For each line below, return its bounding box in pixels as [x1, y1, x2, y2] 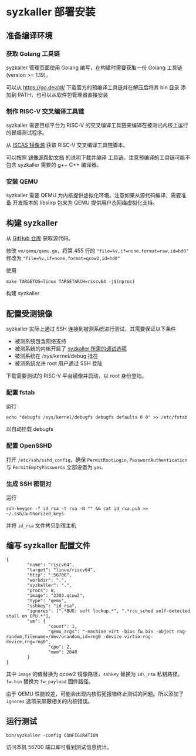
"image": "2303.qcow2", [27, 592, 85, 599]
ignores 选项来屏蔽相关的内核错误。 [6, 697, 93, 704]
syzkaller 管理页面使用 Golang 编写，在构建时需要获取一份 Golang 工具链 [6, 64, 183, 71]
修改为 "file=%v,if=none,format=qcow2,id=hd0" [6, 255, 120, 262]
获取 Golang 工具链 [6, 49, 60, 58]
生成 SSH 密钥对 [6, 480, 52, 488]
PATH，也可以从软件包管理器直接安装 [17, 91, 109, 98]
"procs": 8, [27, 588, 57, 593]
